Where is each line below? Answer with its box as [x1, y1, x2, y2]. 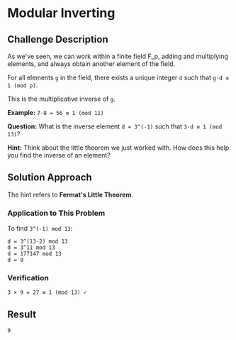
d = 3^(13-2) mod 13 [7, 238, 69, 246]
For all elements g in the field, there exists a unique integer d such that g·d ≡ [7, 73, 229, 82]
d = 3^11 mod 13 [7, 244, 55, 251]
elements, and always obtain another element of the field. [7, 60, 176, 68]
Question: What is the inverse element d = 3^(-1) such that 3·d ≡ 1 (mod [7, 122, 223, 131]
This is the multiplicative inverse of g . [7, 94, 116, 103]
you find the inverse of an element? [7, 151, 111, 159]
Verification [7, 273, 50, 283]
